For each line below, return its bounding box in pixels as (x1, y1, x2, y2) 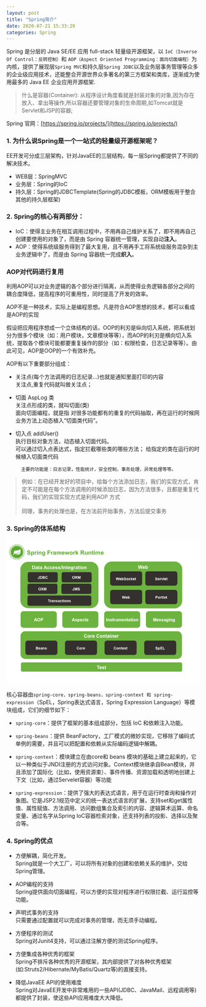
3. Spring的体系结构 (6, 524, 66, 533)
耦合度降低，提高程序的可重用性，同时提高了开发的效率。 (6, 290, 151, 298)
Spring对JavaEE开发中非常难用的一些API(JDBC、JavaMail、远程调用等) (15, 986, 197, 993)
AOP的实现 (11, 311, 39, 319)
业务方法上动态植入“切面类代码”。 (15, 417, 101, 424)
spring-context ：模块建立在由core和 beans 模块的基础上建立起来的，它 (15, 753, 197, 761)
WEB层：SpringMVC (15, 173, 67, 180)
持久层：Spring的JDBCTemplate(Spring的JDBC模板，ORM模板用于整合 (15, 188, 196, 195)
